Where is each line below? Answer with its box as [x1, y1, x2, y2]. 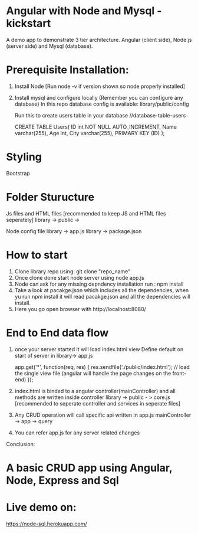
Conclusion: [6, 440, 35, 447]
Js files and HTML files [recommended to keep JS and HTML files [6, 210, 166, 217]
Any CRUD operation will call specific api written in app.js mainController [14, 411, 192, 418]
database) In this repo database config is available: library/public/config [14, 100, 190, 107]
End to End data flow [6, 326, 109, 339]
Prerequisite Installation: [6, 63, 130, 77]
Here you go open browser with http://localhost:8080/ [14, 305, 146, 312]
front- [172, 369, 187, 377]
